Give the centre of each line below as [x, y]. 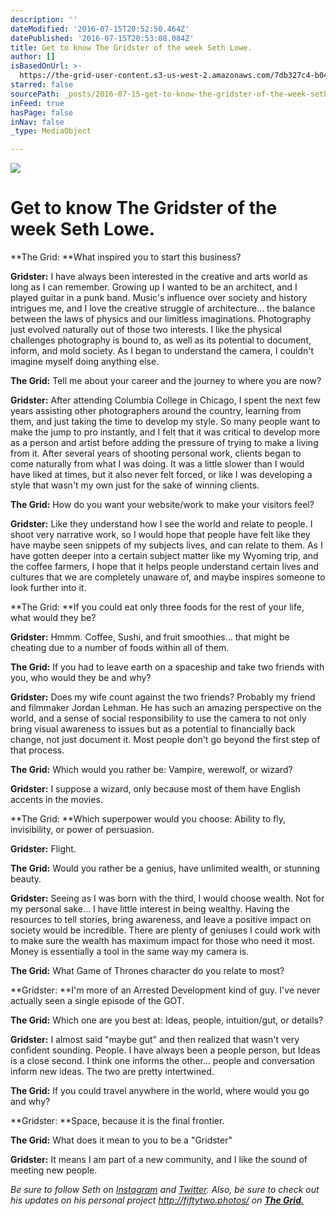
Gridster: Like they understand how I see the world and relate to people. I [161, 524]
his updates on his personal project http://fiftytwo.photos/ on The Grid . [157, 1200]
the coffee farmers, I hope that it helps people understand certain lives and [165, 567]
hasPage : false [42, 112]
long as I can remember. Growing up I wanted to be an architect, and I [154, 287]
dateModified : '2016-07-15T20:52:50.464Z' [100, 29]
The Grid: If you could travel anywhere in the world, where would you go [160, 1091]
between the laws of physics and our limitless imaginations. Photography [161, 319]
